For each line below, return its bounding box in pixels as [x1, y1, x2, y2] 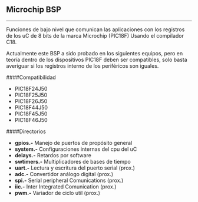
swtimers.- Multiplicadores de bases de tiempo [14, 158, 131, 165]
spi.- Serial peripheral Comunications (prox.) [14, 177, 124, 184]
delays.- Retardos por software [14, 151, 91, 158]
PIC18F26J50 [14, 97, 48, 105]
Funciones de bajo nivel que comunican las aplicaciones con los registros [6, 26, 185, 33]
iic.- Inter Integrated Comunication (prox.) [14, 183, 117, 190]
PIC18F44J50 [14, 104, 48, 111]
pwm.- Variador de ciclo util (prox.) [14, 189, 100, 196]
